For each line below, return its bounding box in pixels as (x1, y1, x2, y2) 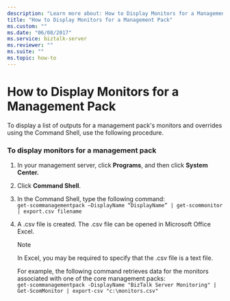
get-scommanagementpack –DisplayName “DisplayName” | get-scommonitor (16, 202, 223, 209)
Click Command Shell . (16, 181, 81, 189)
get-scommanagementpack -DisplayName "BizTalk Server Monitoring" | (16, 281, 217, 288)
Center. (16, 168, 40, 176)
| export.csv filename (16, 208, 82, 215)
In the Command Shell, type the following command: (16, 194, 166, 202)
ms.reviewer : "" (7, 42, 53, 49)
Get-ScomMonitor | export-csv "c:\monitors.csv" (16, 287, 159, 294)
